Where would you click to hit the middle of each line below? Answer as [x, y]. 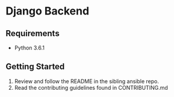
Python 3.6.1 [30, 48]
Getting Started [35, 67]
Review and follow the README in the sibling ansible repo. [86, 81]
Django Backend [48, 11]
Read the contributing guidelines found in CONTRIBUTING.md [91, 87]
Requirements [33, 33]
